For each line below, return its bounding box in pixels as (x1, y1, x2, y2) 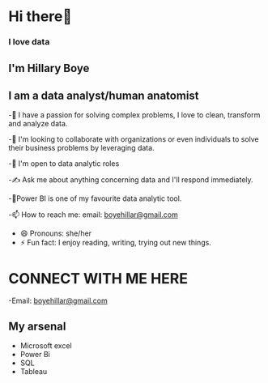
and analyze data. (8, 119, 68, 129)
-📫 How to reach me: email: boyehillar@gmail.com (8, 210, 178, 219)
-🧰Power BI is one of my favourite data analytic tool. (8, 194, 182, 203)
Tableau (19, 367, 48, 377)
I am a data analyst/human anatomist (8, 88, 200, 102)
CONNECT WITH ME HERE (8, 269, 189, 287)
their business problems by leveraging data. (8, 143, 155, 153)
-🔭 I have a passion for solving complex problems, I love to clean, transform (8, 110, 261, 120)
